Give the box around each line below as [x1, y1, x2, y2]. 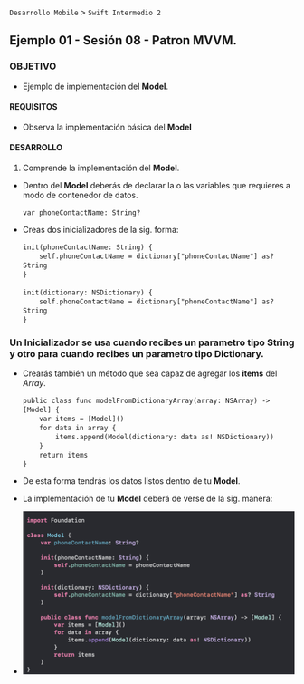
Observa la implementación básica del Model [22, 121, 192, 132]
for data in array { [39, 424, 117, 433]
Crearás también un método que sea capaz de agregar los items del [22, 368, 278, 379]
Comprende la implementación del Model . [22, 162, 180, 174]
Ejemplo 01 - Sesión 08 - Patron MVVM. [9, 33, 238, 48]
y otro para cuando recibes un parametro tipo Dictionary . [9, 348, 264, 361]
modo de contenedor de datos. [22, 189, 138, 201]
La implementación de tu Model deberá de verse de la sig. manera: [22, 493, 273, 505]
